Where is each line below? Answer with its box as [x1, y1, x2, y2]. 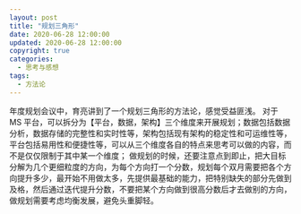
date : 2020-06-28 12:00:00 [9, 30, 110, 39]
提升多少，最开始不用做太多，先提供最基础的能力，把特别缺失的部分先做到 [16, 172, 292, 184]
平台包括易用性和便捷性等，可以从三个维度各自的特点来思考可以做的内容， [9, 139, 284, 150]
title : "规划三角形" [9, 21, 79, 30]
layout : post [9, 13, 58, 22]
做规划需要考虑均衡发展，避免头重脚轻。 [9, 194, 159, 206]
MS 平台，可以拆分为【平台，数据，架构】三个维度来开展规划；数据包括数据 [9, 116, 291, 127]
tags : [9, 72, 30, 81]
